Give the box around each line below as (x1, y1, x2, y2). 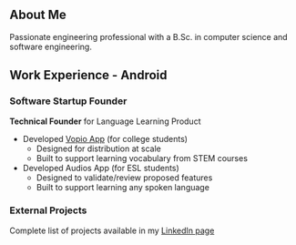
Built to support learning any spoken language (36, 181, 209, 192)
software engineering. (9, 41, 93, 52)
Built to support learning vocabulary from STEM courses (36, 152, 249, 163)
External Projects (9, 204, 87, 217)
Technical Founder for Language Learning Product (9, 116, 201, 127)
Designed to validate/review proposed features (36, 172, 213, 183)
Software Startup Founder (9, 95, 128, 107)
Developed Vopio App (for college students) (22, 133, 189, 144)
